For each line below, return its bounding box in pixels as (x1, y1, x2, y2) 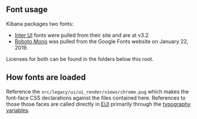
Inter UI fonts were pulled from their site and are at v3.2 (14, 32, 149, 39)
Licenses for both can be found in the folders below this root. (6, 55, 154, 62)
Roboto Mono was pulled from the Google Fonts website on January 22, (14, 38, 189, 45)
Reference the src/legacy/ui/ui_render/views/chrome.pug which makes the (6, 88, 189, 95)
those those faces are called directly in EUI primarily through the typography (6, 100, 191, 107)
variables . (6, 107, 30, 114)
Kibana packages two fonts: (6, 20, 74, 27)
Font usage (6, 5, 48, 15)
